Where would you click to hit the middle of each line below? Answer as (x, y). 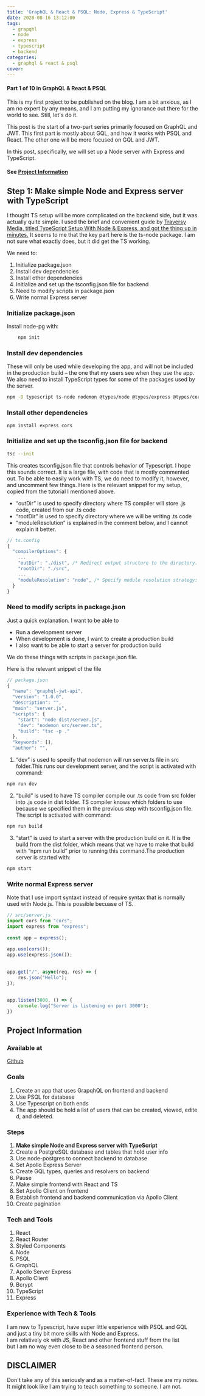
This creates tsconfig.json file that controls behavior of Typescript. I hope (99, 465)
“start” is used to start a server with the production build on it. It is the (103, 837)
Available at (25, 1048)
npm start (19, 868)
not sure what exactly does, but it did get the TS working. (79, 241)
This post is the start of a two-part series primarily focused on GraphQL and (102, 126)
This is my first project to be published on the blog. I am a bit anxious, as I (99, 102)
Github (15, 1061)
